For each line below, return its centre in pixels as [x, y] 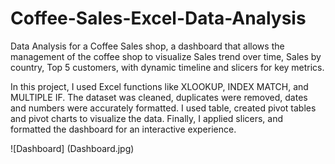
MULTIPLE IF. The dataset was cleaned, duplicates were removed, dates [159, 97]
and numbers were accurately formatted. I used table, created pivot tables [163, 108]
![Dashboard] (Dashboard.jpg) [72, 148]
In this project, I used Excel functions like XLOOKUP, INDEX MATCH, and [159, 86]
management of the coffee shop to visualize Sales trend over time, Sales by [166, 56]
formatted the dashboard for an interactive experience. [123, 129]
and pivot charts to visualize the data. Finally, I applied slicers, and [147, 118]
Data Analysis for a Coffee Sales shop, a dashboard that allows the [147, 46]
